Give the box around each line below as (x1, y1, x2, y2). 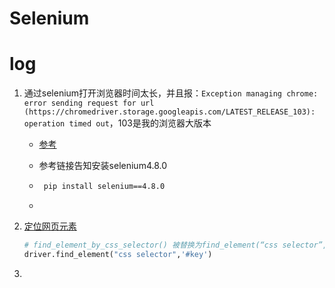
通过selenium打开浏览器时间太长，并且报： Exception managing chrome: (23, 87, 319, 99)
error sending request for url (23, 98, 155, 109)
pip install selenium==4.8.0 (43, 182, 166, 192)
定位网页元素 (23, 220, 77, 232)
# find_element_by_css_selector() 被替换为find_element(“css (23, 240, 279, 250)
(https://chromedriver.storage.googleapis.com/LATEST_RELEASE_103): (23, 107, 316, 117)
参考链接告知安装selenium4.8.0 (38, 160, 168, 172)
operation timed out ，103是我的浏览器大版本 (23, 117, 212, 129)
